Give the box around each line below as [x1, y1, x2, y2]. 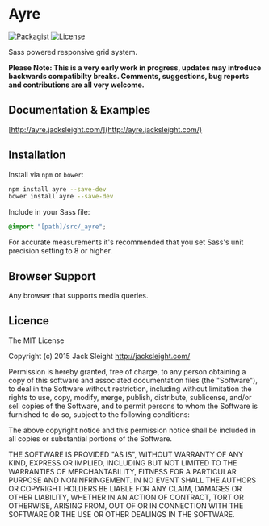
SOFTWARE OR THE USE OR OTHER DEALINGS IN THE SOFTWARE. [8, 509, 235, 519]
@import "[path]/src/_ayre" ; [8, 223, 107, 231]
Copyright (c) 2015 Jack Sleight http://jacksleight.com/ [8, 351, 191, 361]
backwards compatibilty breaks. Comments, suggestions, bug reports [8, 71, 250, 81]
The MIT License [8, 336, 65, 345]
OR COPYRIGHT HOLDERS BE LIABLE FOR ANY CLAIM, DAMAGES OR [8, 483, 242, 493]
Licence [8, 314, 50, 328]
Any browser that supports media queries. [8, 291, 149, 300]
